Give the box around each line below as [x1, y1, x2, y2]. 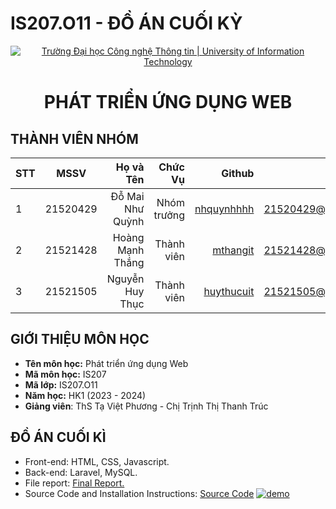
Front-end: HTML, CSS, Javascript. [24, 455, 170, 467]
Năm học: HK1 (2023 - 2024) [24, 389, 147, 401]
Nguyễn [106, 272, 145, 286]
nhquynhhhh [194, 202, 255, 216]
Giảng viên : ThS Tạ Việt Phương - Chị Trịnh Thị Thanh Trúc [24, 400, 269, 412]
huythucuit [203, 284, 255, 298]
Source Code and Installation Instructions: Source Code [24, 487, 255, 499]
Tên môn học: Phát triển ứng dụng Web [24, 357, 189, 369]
